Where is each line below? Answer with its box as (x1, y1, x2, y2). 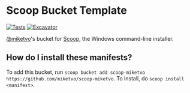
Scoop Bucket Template (6, 4, 127, 17)
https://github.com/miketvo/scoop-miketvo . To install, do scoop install (6, 74, 185, 82)
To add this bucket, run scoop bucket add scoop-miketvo (6, 68, 146, 76)
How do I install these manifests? (6, 52, 132, 63)
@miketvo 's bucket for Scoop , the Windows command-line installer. (6, 35, 174, 42)
